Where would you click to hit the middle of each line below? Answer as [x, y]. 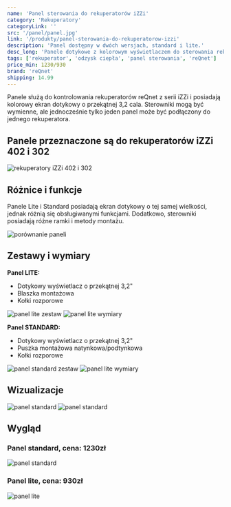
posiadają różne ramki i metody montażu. [66, 221]
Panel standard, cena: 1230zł [57, 448]
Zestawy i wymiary [49, 256]
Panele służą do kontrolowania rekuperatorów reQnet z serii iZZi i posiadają [114, 97]
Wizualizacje [35, 390]
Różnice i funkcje [45, 190]
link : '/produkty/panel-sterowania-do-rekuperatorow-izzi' [93, 39]
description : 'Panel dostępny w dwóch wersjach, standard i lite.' [106, 45]
